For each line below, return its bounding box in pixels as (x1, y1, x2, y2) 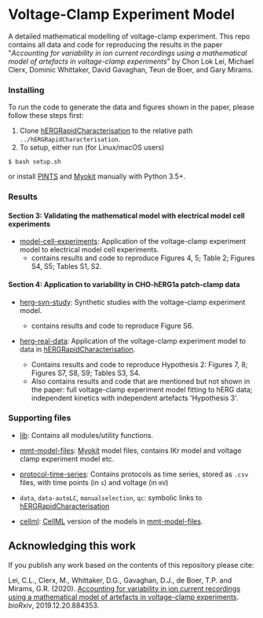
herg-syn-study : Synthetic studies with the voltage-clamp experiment (19, 297, 246, 307)
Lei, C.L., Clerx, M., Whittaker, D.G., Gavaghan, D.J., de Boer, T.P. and (8, 576, 232, 585)
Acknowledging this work (8, 539, 136, 553)
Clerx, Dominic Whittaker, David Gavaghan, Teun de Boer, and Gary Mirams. (8, 64, 254, 74)
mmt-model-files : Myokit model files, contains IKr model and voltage (19, 446, 242, 455)
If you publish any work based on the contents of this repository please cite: (8, 560, 254, 569)
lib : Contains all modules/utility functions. (19, 430, 154, 440)
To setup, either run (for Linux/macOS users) (19, 143, 165, 153)
